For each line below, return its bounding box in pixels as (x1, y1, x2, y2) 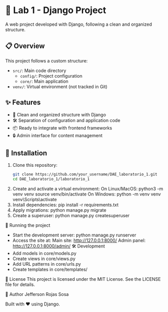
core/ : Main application (20, 78, 69, 84)
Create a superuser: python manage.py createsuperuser (12, 213, 130, 219)
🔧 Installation (5, 149, 47, 157)
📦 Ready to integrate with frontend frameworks (12, 124, 113, 131)
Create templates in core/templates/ (12, 267, 88, 273)
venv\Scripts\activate (12, 197, 57, 203)
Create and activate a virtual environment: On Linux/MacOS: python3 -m (12, 186, 163, 192)
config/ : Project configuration (20, 73, 83, 79)
